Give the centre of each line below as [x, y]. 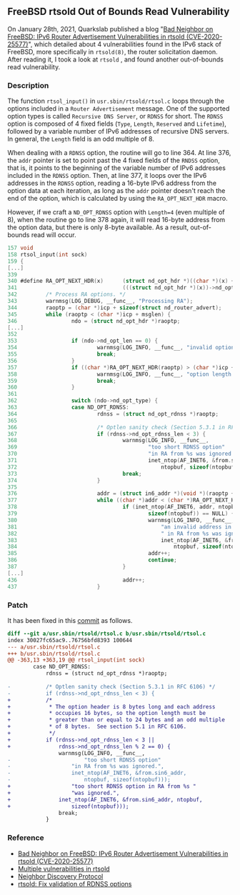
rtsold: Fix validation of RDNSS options [75, 884]
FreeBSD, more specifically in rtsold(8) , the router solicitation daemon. [112, 51]
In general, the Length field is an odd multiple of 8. [81, 139]
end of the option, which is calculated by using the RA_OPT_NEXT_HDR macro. [117, 199]
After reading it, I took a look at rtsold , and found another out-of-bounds [115, 59]
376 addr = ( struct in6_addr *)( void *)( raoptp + [121, 494]
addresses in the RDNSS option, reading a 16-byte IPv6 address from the [112, 183]
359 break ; [62, 381]
